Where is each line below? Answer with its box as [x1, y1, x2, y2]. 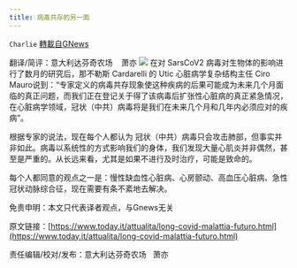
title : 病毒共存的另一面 [9, 12, 90, 22]
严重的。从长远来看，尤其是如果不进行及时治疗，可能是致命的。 [24, 153, 257, 164]
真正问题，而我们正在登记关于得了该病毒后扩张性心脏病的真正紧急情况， [24, 90, 288, 101]
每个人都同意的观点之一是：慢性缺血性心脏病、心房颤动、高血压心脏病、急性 [9, 172, 288, 182]
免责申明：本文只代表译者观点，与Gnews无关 [9, 202, 174, 212]
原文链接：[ [9, 220, 51, 231]
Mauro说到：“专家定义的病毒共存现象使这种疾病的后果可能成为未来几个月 [9, 79, 277, 89]
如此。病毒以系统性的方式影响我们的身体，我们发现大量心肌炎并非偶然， [16, 142, 280, 153]
